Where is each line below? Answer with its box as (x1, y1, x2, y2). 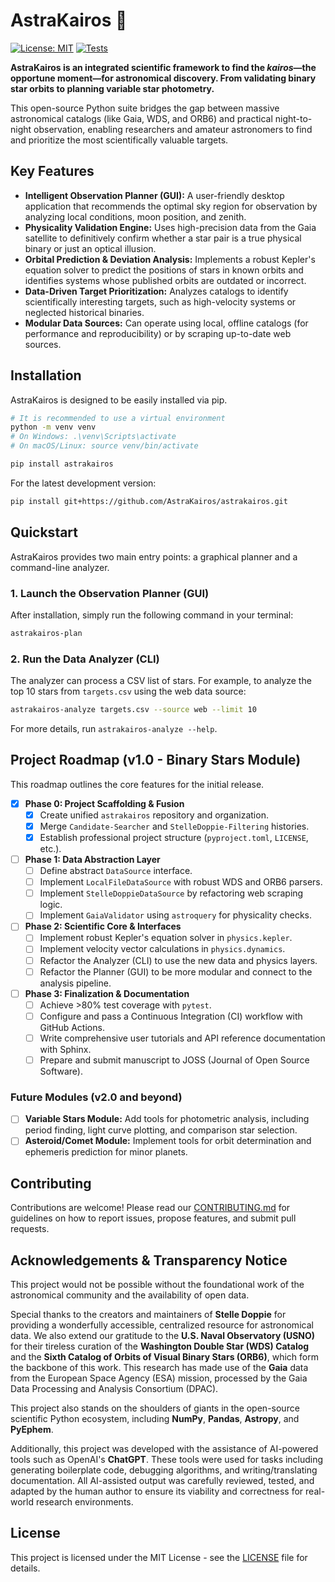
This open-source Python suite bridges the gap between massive (10, 102, 280, 114)
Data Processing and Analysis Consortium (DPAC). (10, 1383, 219, 1395)
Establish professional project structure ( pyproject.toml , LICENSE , (39, 831, 309, 843)
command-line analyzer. (10, 561, 110, 573)
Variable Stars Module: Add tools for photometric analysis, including (24, 1113, 310, 1125)
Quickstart (10, 524, 79, 541)
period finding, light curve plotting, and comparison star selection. (24, 1124, 298, 1136)
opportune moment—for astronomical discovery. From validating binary (10, 72, 317, 84)
